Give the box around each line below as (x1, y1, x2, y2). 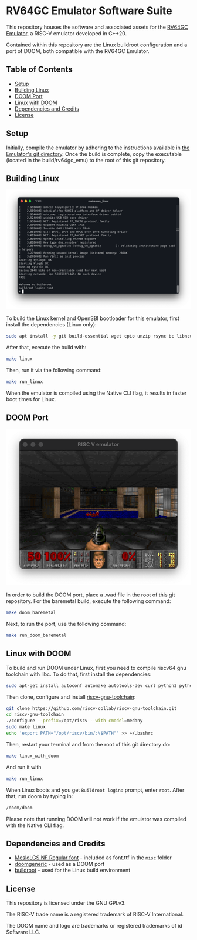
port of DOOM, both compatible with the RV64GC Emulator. (6, 47, 150, 54)
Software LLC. (6, 928, 41, 936)
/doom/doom (6, 805, 33, 811)
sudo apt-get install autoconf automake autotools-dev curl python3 (6, 682, 177, 689)
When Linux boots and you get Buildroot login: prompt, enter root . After (6, 786, 185, 794)
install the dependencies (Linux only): (6, 321, 97, 328)
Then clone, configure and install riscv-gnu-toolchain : (6, 693, 136, 701)
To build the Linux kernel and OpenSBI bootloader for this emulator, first (6, 315, 180, 322)
